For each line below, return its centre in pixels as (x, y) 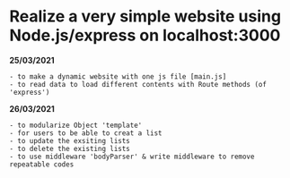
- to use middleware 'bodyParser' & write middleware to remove (132, 157)
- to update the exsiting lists (70, 140)
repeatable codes (42, 164)
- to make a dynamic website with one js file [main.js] (118, 76)
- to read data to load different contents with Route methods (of (138, 84)
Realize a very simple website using (145, 17)
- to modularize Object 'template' (76, 125)
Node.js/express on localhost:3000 (145, 35)
